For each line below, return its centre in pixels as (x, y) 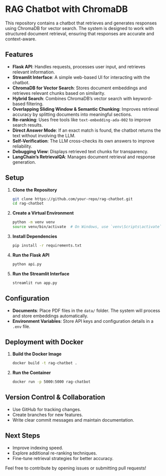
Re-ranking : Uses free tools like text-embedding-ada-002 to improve (82, 119)
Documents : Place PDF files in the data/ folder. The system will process (86, 310)
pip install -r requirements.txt (47, 245)
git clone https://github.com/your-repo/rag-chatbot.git (73, 199)
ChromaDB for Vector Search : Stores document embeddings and (80, 88)
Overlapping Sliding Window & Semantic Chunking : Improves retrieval (85, 109)
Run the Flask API (31, 255)
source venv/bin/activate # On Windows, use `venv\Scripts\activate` (87, 227)
